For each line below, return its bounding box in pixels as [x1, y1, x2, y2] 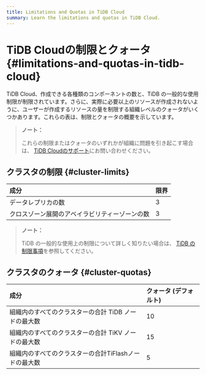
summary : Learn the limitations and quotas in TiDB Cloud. [6, 15, 161, 21]
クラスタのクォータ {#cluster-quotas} [6, 267, 152, 278]
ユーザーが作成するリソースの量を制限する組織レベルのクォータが [22, 105, 189, 113]
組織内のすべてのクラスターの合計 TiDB [9, 308, 123, 316]
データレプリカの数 [9, 199, 66, 207]
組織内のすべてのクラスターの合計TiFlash [9, 349, 128, 358]
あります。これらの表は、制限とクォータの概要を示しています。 [17, 113, 177, 121]
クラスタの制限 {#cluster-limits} [6, 167, 130, 177]
